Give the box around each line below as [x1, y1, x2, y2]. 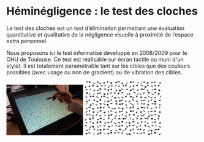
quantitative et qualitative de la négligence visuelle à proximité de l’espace [6, 30, 194, 38]
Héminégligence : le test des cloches [6, 4, 198, 18]
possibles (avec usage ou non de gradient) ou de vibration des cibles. [6, 68, 183, 76]
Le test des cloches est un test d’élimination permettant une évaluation [6, 24, 185, 32]
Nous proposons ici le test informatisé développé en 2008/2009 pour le [6, 49, 187, 56]
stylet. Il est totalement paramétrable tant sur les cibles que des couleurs [6, 62, 191, 69]
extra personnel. [6, 37, 48, 44]
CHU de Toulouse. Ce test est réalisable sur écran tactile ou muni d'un [6, 55, 184, 63]
